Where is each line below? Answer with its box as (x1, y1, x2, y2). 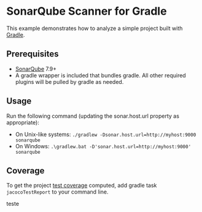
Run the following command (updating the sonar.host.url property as (6, 112, 180, 119)
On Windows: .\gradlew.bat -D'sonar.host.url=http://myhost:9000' (15, 142, 192, 150)
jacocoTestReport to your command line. (6, 188, 109, 195)
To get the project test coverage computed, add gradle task (6, 182, 157, 189)
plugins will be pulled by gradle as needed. (15, 78, 124, 85)
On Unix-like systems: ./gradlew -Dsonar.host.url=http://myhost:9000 (15, 131, 196, 138)
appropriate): (6, 118, 40, 126)
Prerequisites (6, 49, 59, 59)
